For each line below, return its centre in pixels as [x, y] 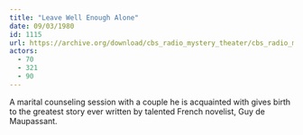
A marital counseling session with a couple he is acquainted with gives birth [150, 102]
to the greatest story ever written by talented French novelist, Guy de [138, 111]
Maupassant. [33, 121]
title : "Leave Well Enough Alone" [74, 18]
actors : [24, 51]
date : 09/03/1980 [42, 26]
